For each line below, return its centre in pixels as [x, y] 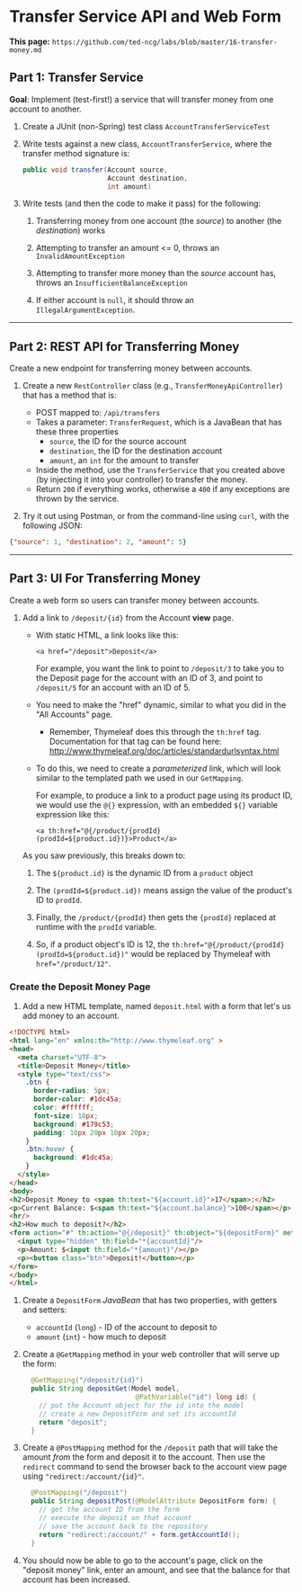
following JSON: [52, 526]
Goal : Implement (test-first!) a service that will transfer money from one [142, 99]
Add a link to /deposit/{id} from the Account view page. [128, 617]
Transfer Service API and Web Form [145, 17]
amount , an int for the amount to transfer [124, 461]
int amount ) [129, 186]
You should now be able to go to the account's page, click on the [142, 1560]
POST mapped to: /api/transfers [98, 413]
